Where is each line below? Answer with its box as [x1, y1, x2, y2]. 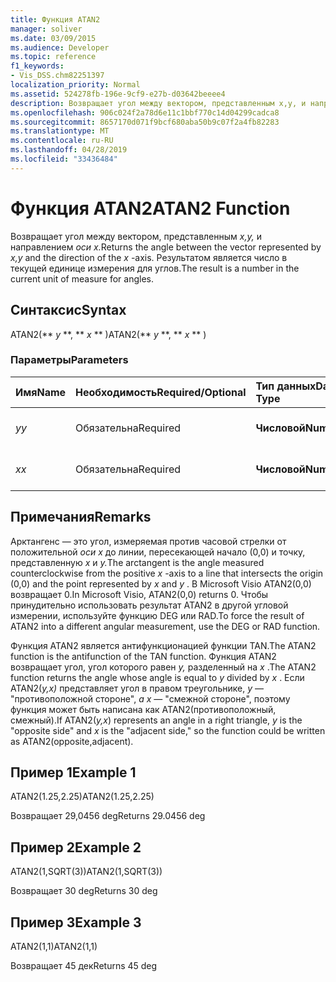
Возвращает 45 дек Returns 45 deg [10, 960, 158, 972]
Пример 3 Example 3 [10, 914, 142, 931]
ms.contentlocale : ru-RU [10, 136, 114, 146]
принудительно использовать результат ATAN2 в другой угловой [10, 599, 289, 611]
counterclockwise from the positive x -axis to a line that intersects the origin [10, 567, 324, 579]
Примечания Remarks [10, 509, 152, 526]
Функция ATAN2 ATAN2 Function [10, 197, 291, 220]
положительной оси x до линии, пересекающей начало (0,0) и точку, [10, 546, 306, 558]
